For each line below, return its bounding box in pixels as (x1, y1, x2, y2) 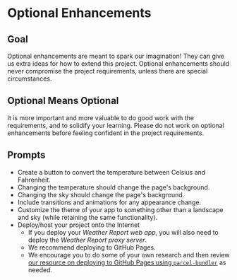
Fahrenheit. (17, 175, 51, 184)
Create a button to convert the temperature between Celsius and (17, 168, 206, 176)
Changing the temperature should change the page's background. (17, 182, 210, 192)
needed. (28, 265, 53, 274)
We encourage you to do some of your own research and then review (28, 250, 230, 259)
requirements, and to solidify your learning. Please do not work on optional (7, 121, 224, 129)
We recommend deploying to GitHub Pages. (28, 243, 157, 252)
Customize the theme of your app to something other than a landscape (17, 205, 224, 214)
